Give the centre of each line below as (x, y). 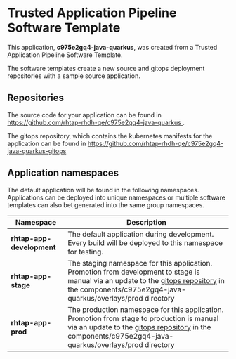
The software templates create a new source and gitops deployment (106, 68)
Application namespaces (63, 173)
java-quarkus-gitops (37, 151)
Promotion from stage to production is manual (143, 318)
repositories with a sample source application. (74, 76)
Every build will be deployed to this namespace (145, 242)
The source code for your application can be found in (84, 115)
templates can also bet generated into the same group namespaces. (106, 204)
